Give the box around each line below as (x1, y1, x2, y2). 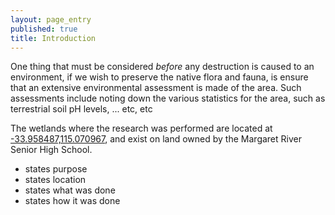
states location (24, 174, 87, 186)
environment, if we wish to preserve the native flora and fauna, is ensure (10, 71, 309, 83)
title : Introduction (10, 33, 97, 43)
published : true (10, 24, 78, 34)
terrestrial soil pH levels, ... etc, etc (10, 103, 153, 115)
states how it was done (24, 195, 121, 207)
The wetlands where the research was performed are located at (10, 122, 273, 135)
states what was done (24, 184, 116, 196)
